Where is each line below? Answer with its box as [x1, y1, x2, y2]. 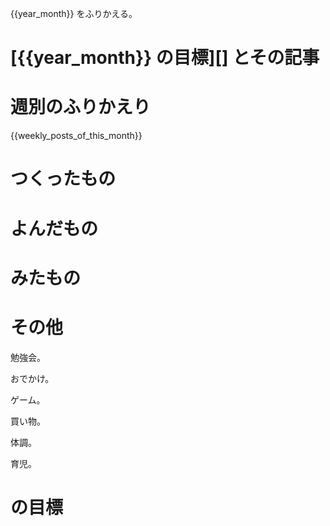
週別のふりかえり [10, 96, 152, 119]
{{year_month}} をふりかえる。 [10, 8, 138, 19]
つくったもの [10, 168, 117, 191]
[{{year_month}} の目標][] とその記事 [10, 47, 320, 69]
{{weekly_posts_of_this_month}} [10, 130, 143, 142]
